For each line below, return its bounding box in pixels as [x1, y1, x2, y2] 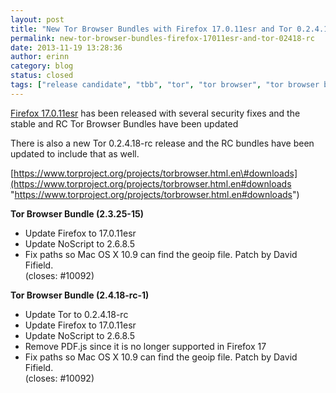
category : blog [10, 61, 74, 71]
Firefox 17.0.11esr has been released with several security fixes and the [10, 107, 301, 119]
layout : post [10, 14, 65, 25]
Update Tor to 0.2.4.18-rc [24, 308, 129, 320]
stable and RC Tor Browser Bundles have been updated [10, 117, 239, 130]
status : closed [10, 71, 74, 81]
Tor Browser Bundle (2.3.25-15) [10, 207, 144, 220]
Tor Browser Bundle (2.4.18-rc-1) [10, 289, 150, 301]
